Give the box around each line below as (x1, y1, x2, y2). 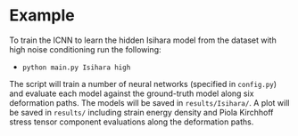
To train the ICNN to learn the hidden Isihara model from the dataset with (9, 35, 277, 45)
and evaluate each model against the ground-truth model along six (9, 88, 254, 99)
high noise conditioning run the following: (9, 44, 162, 54)
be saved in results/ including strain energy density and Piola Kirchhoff (9, 107, 274, 117)
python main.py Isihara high (21, 63, 131, 72)
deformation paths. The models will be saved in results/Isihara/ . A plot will (9, 97, 290, 108)
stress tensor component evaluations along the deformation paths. (9, 116, 254, 127)
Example (9, 5, 75, 26)
